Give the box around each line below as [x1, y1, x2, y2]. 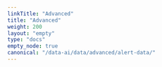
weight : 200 [7, 23, 42, 30]
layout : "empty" [7, 29, 55, 37]
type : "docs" [7, 36, 46, 43]
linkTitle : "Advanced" [7, 10, 74, 17]
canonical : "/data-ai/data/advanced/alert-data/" [7, 50, 156, 57]
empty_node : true [7, 43, 58, 50]
